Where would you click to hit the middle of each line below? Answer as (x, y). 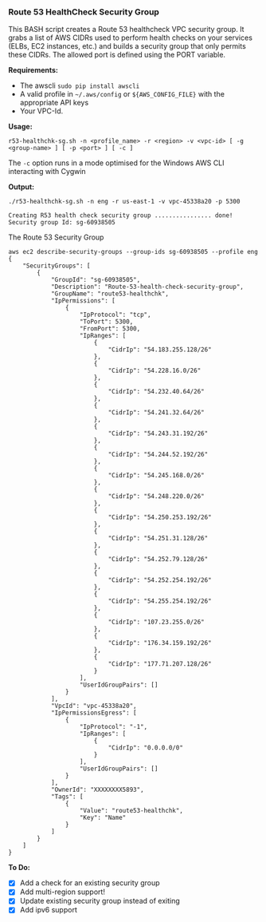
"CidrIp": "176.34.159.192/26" (160, 643)
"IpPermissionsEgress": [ (94, 713)
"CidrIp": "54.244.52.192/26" (158, 455)
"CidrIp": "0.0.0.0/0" (145, 748)
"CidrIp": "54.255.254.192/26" (160, 601)
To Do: (19, 868)
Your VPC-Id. (41, 111)
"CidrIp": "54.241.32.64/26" (156, 413)
